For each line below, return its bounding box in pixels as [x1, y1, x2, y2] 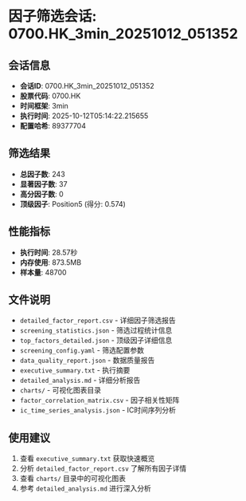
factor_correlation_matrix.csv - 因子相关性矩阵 [19, 396, 180, 405]
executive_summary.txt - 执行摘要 [19, 365, 131, 375]
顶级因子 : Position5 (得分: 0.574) [19, 199, 126, 208]
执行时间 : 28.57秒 [19, 247, 78, 257]
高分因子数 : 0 [19, 189, 64, 199]
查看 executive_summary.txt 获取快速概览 [19, 454, 155, 464]
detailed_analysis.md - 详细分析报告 [19, 376, 141, 385]
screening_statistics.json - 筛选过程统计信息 [19, 325, 173, 335]
